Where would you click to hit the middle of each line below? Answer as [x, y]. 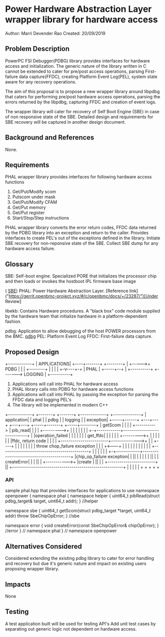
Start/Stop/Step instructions [41, 218]
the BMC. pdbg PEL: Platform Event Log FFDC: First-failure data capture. [79, 336]
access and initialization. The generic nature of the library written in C [76, 66]
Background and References [50, 138]
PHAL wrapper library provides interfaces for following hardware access [78, 177]
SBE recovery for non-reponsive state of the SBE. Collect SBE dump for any [82, 243]
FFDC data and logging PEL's [42, 400]
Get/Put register [29, 213]
